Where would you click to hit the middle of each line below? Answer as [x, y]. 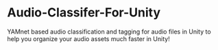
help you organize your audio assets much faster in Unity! [88, 38]
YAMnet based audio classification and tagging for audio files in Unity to [109, 32]
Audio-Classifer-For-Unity [84, 13]
